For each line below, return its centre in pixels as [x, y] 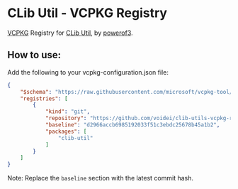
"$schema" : [36, 92]
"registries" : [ [44, 98]
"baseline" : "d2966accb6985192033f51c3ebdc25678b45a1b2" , [132, 125]
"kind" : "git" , [68, 112]
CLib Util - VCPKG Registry [87, 13]
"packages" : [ [66, 131]
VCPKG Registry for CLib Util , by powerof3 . [70, 33]
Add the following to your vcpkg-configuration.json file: [88, 72]
